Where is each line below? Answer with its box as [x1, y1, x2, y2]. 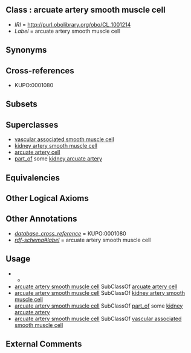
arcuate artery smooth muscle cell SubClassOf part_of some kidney [14, 302, 183, 309]
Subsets [5, 99, 37, 110]
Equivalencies [5, 173, 60, 183]
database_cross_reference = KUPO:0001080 [14, 229, 126, 237]
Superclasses [5, 119, 59, 130]
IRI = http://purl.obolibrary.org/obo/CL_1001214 [14, 21, 131, 28]
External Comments [5, 339, 82, 349]
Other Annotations [5, 214, 77, 224]
